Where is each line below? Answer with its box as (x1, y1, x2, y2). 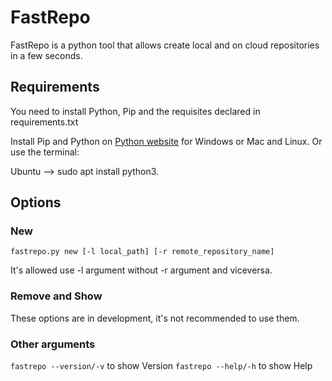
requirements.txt (10, 116, 79, 128)
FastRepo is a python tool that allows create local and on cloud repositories (10, 39, 320, 51)
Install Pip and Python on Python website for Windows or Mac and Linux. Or (10, 135, 323, 147)
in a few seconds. (10, 49, 83, 61)
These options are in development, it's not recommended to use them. (10, 312, 300, 324)
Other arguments (10, 337, 96, 351)
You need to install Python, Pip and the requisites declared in (10, 105, 261, 117)
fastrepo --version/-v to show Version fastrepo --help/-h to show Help (10, 360, 313, 372)
